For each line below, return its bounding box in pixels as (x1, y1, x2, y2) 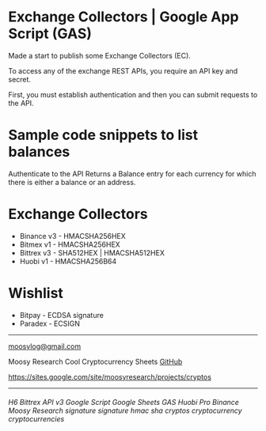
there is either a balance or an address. (8, 177, 136, 187)
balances (8, 143, 70, 161)
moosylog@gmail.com (8, 341, 82, 351)
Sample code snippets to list (8, 127, 199, 144)
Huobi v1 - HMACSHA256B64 (19, 256, 117, 266)
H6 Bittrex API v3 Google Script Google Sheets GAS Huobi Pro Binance (8, 398, 240, 407)
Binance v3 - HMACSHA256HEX (19, 231, 127, 240)
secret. (8, 74, 32, 84)
